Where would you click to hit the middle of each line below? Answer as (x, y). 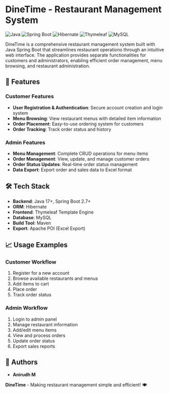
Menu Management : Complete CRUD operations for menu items (80, 153)
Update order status (34, 340)
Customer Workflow (31, 262)
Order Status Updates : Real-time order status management (75, 164)
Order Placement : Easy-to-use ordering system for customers (78, 124)
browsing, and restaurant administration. (48, 66)
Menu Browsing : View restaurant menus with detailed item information (87, 118)
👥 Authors (22, 362)
